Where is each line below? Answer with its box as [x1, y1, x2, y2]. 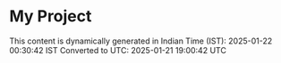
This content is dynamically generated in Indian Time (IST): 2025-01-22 [9, 35, 273, 46]
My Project [9, 6, 92, 27]
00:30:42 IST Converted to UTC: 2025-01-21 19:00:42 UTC [9, 44, 226, 55]
